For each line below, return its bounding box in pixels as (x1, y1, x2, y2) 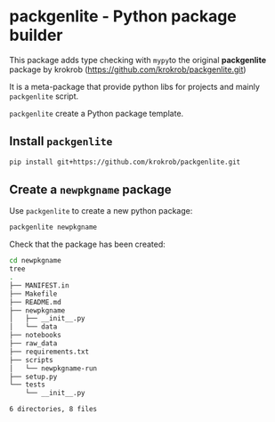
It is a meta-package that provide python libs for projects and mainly (9, 81, 261, 92)
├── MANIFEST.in (9, 280, 69, 290)
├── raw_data (9, 339, 58, 348)
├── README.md (9, 297, 62, 306)
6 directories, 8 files (9, 405, 98, 414)
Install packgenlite (9, 134, 113, 149)
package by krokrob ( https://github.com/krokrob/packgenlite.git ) (9, 64, 247, 75)
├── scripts (9, 355, 53, 364)
